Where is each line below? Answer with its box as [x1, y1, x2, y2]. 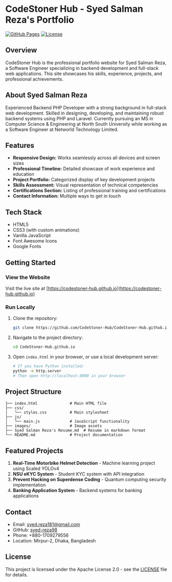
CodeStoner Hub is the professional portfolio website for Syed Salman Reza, [5, 60, 167, 66]
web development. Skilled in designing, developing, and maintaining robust [5, 110, 164, 116]
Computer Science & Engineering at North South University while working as [5, 121, 167, 127]
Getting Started [5, 258, 56, 267]
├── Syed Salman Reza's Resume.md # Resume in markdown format [5, 428, 146, 433]
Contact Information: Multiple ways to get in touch [12, 193, 121, 199]
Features [5, 141, 34, 149]
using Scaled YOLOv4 [12, 465, 60, 472]
